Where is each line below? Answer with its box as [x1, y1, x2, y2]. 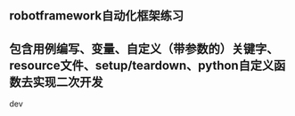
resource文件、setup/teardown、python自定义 [9, 58, 275, 73]
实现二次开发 [32, 74, 103, 89]
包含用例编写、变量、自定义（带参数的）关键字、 [9, 41, 279, 56]
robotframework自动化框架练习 [9, 8, 184, 24]
